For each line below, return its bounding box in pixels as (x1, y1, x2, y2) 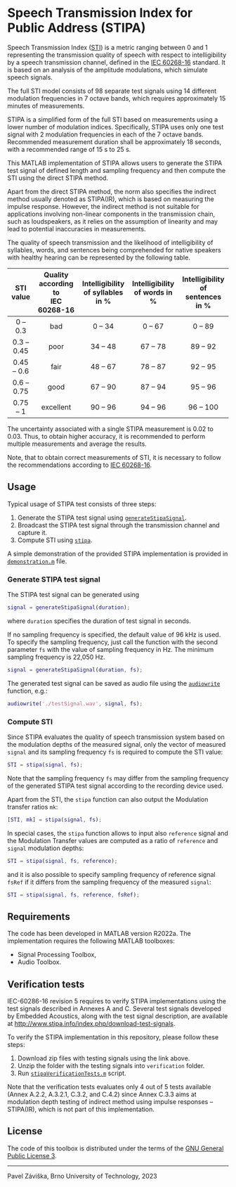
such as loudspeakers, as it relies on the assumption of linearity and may (7, 217, 218, 226)
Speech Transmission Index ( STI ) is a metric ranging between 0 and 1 (7, 43, 209, 51)
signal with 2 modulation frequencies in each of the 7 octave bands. (7, 130, 204, 139)
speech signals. (7, 72, 53, 82)
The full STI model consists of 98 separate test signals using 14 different (7, 86, 216, 95)
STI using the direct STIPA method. (7, 174, 109, 182)
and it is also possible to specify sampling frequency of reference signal (7, 870, 216, 878)
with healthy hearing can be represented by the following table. (7, 253, 191, 262)
